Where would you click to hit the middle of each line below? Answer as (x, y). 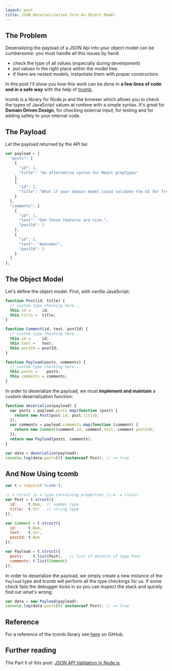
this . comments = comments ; (39, 376)
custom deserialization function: (39, 396)
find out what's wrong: (29, 592)
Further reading (31, 650)
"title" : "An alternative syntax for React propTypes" (79, 173)
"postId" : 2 (31, 249)
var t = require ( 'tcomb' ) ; (34, 486)
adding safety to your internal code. (43, 116)
